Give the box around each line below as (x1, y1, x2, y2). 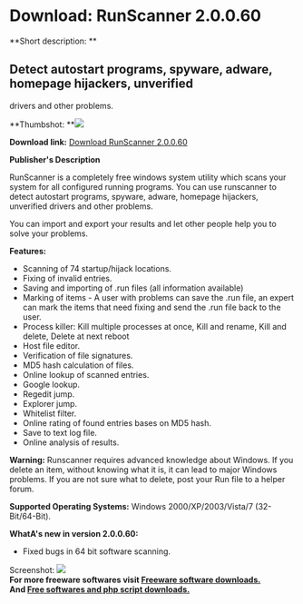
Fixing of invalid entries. (22, 272, 112, 283)
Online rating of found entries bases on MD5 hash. (22, 417, 211, 428)
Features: (9, 245, 47, 256)
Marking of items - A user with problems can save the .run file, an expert (22, 292, 295, 302)
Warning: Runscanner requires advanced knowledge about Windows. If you (9, 454, 294, 465)
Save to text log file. (22, 427, 98, 438)
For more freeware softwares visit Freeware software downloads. (9, 574, 261, 585)
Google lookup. (22, 379, 80, 390)
